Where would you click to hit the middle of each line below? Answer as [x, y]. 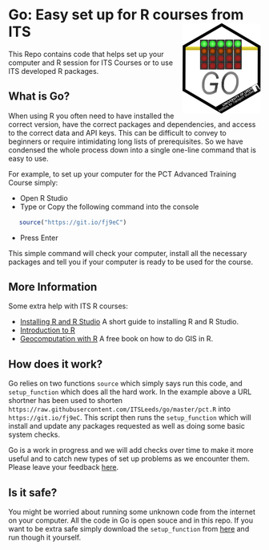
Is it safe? [33, 493]
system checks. [34, 434]
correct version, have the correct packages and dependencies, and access [132, 124]
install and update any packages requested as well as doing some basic [127, 426]
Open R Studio [44, 198]
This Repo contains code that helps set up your [86, 54]
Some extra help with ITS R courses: [68, 306]
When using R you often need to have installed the [91, 116]
